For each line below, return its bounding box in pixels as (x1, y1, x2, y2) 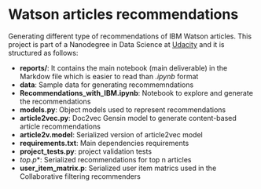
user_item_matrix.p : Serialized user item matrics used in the (19, 163, 217, 173)
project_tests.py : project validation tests (19, 147, 152, 156)
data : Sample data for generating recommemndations (19, 80, 194, 89)
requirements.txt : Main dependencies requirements (19, 138, 189, 147)
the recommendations (19, 96, 91, 106)
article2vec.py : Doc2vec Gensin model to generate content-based (19, 113, 237, 122)
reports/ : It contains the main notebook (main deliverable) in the (19, 63, 228, 72)
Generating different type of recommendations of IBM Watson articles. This (8, 31, 252, 41)
